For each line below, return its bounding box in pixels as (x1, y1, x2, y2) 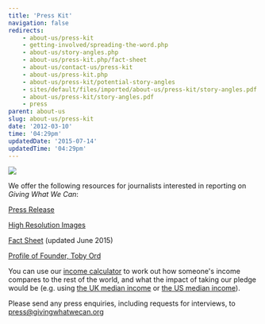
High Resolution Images (8, 220, 86, 230)
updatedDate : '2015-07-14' (8, 137, 98, 145)
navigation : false (8, 19, 69, 27)
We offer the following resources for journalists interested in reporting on (8, 181, 247, 191)
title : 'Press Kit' (8, 11, 73, 20)
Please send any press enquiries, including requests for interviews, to (8, 299, 236, 308)
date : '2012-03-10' (8, 122, 73, 130)
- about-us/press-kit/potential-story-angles (22, 78, 176, 86)
